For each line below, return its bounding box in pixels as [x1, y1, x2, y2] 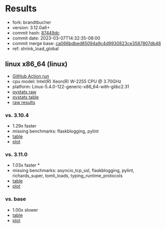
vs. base [5, 196, 26, 203]
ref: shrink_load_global [12, 46, 59, 51]
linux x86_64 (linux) [5, 60, 68, 68]
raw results [12, 99, 36, 105]
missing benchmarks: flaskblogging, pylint [12, 128, 99, 134]
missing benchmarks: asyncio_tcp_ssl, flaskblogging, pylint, [12, 168, 135, 174]
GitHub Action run [12, 73, 50, 79]
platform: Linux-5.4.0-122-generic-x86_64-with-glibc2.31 [12, 84, 130, 90]
